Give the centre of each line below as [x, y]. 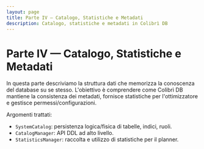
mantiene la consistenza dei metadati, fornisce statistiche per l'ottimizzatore [102, 96]
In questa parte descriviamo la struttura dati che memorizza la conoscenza [100, 84]
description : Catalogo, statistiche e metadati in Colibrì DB [87, 23]
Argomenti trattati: [29, 115]
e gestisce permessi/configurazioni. [52, 103]
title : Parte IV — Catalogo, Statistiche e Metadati [75, 18]
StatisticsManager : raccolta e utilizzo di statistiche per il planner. [97, 140]
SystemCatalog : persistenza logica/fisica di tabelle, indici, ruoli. [93, 126]
